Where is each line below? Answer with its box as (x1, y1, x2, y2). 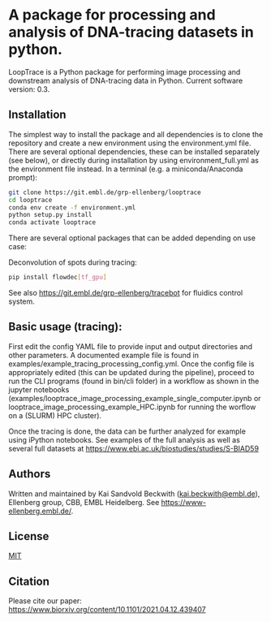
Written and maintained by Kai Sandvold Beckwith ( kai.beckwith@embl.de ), (8, 489, 260, 499)
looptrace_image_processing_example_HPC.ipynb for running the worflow (8, 402, 256, 412)
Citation (8, 574, 50, 588)
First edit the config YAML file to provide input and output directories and (8, 341, 253, 351)
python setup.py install (8, 211, 92, 219)
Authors (8, 467, 51, 481)
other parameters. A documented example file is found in (8, 350, 199, 360)
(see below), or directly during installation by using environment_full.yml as (8, 155, 260, 165)
